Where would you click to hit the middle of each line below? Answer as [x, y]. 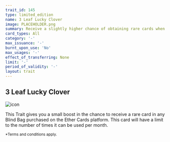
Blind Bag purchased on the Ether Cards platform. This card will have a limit [84, 120]
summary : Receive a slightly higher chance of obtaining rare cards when [85, 29]
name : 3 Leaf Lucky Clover [34, 19]
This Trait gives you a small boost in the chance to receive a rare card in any [85, 114]
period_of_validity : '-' [32, 67]
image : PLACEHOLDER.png [31, 24]
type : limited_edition [29, 15]
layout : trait [20, 72]
